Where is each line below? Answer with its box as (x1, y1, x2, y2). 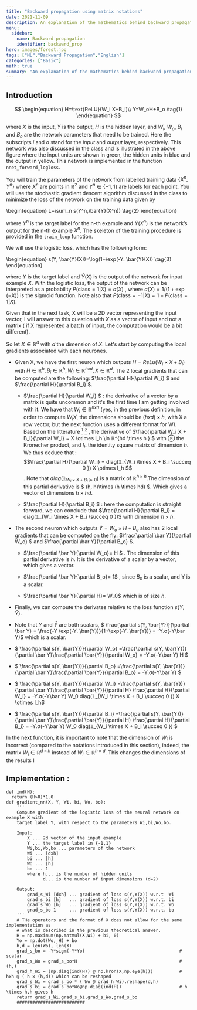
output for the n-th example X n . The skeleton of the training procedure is (6, 226, 182, 234)
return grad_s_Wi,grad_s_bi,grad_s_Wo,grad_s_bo (16, 994, 138, 1000)
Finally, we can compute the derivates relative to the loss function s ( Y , (14, 604, 185, 611)
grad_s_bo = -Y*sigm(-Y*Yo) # (16, 948, 182, 954)
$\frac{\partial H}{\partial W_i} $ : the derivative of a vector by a (23, 392, 178, 399)
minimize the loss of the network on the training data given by (6, 196, 155, 203)
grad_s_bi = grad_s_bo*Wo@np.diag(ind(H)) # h (16, 984, 188, 990)
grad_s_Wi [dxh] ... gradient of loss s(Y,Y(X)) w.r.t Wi (27, 892, 175, 897)
